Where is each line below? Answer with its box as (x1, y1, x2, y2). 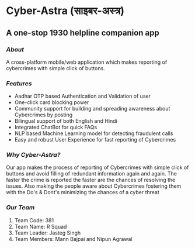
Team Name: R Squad (14, 223, 67, 230)
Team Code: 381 (14, 216, 54, 223)
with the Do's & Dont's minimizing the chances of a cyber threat (6, 189, 159, 196)
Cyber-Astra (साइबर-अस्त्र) (6, 4, 124, 18)
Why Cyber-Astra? (6, 151, 61, 159)
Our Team (6, 204, 35, 212)
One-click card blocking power (14, 99, 89, 106)
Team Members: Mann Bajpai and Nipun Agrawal (14, 235, 133, 242)
